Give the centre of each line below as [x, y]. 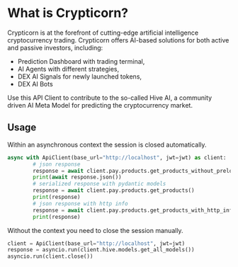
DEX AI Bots [35, 84]
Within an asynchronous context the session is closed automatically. [107, 144]
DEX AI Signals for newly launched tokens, [80, 76]
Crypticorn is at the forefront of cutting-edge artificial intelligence [103, 33]
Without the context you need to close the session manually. [95, 230]
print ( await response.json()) [77, 177]
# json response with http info [81, 203]
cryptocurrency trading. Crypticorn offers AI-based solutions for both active [118, 40]
